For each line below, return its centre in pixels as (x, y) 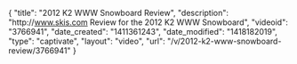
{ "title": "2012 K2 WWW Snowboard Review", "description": (118, 13)
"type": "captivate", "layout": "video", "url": (87, 41)
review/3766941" (40, 51)
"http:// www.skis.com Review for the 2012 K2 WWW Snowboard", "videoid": (148, 22)
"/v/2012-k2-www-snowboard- (224, 41)
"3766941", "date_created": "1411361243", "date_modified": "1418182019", (143, 32)
